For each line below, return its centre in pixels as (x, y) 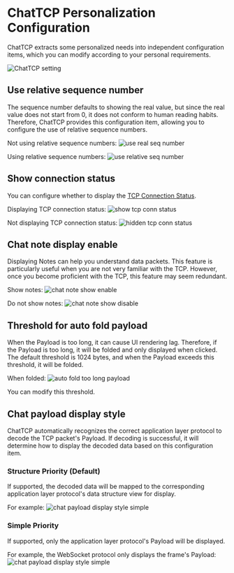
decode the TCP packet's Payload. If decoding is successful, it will (103, 438)
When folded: (27, 378)
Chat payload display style (66, 414)
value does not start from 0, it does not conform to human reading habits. (113, 114)
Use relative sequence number (75, 90)
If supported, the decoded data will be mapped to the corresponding (106, 486)
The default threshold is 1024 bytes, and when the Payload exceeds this (111, 357)
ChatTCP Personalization (81, 13)
